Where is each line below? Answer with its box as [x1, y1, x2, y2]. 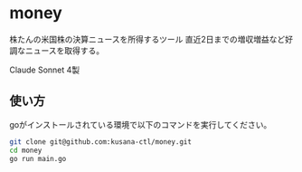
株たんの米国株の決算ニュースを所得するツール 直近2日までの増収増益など [9, 33, 286, 44]
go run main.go [9, 154, 67, 163]
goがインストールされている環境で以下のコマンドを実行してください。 [9, 119, 272, 129]
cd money [9, 146, 42, 155]
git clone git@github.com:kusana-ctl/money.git [9, 137, 193, 147]
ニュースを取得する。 [24, 44, 105, 56]
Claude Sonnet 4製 [9, 64, 80, 75]
